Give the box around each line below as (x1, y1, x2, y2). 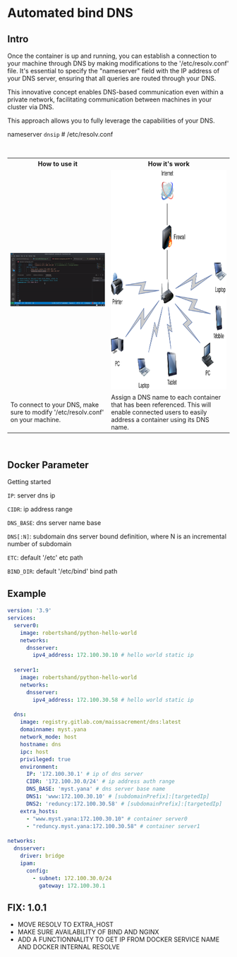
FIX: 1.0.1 (7, 901, 47, 913)
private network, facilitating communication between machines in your (7, 95, 212, 104)
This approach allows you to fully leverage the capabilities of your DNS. (7, 116, 215, 125)
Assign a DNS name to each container (111, 393, 221, 401)
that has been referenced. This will (111, 400, 212, 409)
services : (7, 615, 37, 622)
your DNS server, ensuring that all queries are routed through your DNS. (7, 74, 217, 82)
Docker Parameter (7, 459, 90, 471)
